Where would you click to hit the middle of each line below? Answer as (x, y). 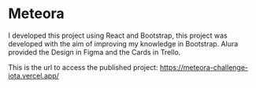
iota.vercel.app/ (33, 75)
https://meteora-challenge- (204, 67)
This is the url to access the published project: (83, 67)
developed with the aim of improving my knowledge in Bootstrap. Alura (123, 43)
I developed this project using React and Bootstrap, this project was (118, 35)
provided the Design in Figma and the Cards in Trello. (95, 52)
